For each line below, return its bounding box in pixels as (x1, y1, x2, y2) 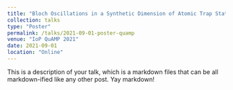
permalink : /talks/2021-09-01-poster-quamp (7, 29, 135, 37)
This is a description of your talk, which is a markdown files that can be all (7, 67, 218, 76)
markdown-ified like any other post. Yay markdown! (7, 75, 155, 83)
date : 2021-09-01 (7, 42, 58, 49)
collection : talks (7, 17, 60, 24)
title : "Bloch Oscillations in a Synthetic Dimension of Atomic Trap (7, 10, 213, 17)
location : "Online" (7, 49, 64, 56)
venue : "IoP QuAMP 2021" (7, 36, 79, 43)
